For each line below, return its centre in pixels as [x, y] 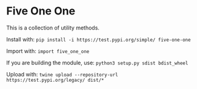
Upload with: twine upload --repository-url [62, 74]
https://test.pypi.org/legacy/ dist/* [55, 80]
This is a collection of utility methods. [53, 28]
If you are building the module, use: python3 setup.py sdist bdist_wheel [97, 63]
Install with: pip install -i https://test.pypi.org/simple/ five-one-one [98, 39]
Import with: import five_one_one [48, 51]
